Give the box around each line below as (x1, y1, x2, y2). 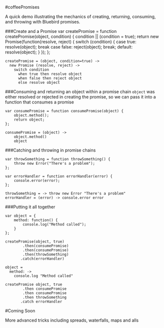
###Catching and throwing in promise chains (5, 147, 96, 153)
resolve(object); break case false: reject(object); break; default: (5, 44, 133, 50)
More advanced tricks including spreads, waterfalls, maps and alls (5, 317, 139, 323)
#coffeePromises (5, 4, 40, 10)
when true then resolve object (18, 72, 82, 76)
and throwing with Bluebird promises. (5, 19, 81, 25)
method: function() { (14, 218, 58, 223)
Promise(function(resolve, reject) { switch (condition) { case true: (5, 39, 137, 45)
